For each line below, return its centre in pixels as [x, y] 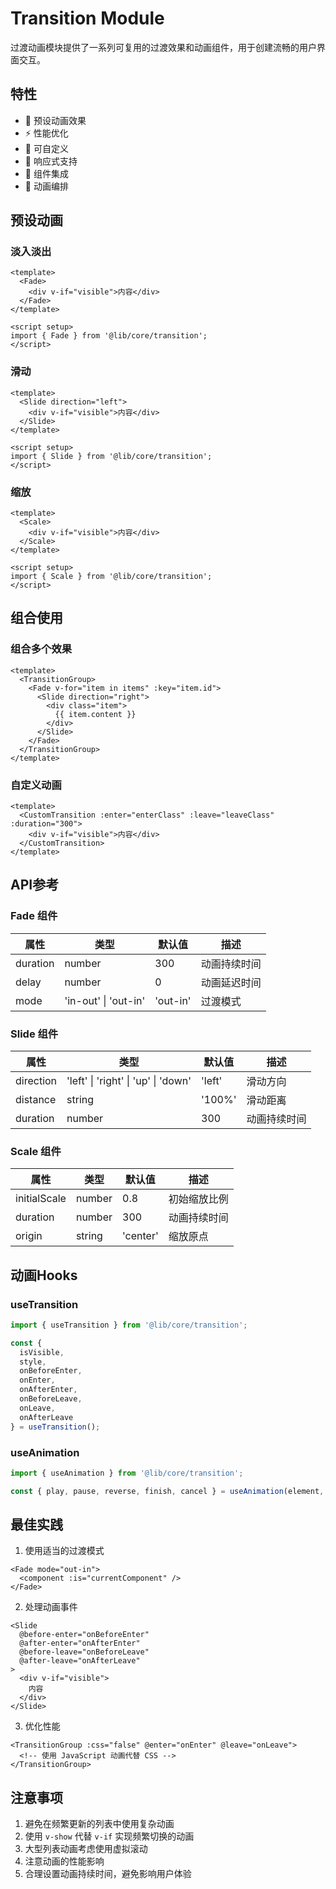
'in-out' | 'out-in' [105, 1000]
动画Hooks [44, 1275]
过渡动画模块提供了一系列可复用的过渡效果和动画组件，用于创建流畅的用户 [163, 47]
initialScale [41, 1199]
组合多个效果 [41, 649]
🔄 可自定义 [46, 148]
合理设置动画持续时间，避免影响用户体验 [108, 1874]
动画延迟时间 [231, 982]
